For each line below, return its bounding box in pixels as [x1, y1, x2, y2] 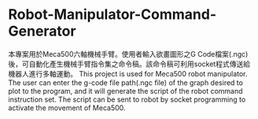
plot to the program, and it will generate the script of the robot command [8, 86, 243, 95]
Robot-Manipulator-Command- [8, 6, 217, 24]
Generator [8, 22, 76, 40]
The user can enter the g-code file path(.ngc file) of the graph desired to [8, 77, 244, 87]
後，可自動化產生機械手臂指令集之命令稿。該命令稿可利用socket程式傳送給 [8, 59, 250, 69]
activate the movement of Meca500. [8, 102, 126, 112]
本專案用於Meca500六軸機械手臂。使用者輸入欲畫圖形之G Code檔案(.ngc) [8, 49, 249, 58]
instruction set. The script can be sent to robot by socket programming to [8, 95, 246, 104]
